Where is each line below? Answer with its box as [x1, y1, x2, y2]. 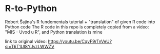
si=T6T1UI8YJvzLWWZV [5, 43, 55, 49]
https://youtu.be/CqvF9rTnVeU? [48, 38, 112, 44]
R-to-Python [5, 3, 57, 14]
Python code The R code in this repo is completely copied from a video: [5, 24, 149, 29]
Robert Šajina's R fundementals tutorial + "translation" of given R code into [5, 19, 155, 25]
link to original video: [5, 38, 47, 44]
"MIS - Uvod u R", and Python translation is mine [5, 29, 102, 35]
